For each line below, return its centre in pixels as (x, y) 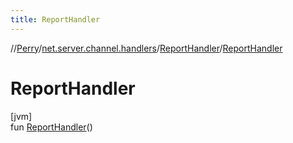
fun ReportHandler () (51, 127)
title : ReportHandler (55, 19)
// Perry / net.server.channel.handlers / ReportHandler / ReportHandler (146, 48)
